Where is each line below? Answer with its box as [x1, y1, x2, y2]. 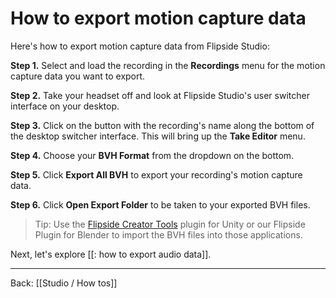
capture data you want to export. [10, 70, 146, 82]
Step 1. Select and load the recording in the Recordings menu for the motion [10, 59, 326, 71]
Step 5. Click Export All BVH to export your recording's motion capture [10, 168, 303, 181]
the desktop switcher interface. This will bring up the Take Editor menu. [10, 130, 306, 142]
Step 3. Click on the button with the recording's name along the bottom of [10, 119, 315, 131]
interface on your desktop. [10, 100, 120, 112]
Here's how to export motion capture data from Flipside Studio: [10, 40, 270, 52]
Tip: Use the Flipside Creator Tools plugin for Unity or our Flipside [34, 218, 306, 230]
